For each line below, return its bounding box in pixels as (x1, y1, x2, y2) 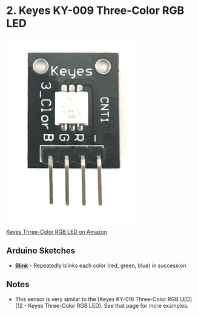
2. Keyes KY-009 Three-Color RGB (6, 4, 185, 18)
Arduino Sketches (6, 246, 76, 256)
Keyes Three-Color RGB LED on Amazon (6, 228, 108, 235)
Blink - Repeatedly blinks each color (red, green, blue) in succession (15, 262, 186, 269)
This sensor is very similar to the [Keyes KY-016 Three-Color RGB (15, 295, 179, 303)
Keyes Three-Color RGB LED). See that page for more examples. (28, 302, 189, 309)
